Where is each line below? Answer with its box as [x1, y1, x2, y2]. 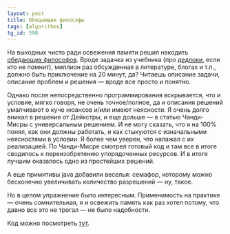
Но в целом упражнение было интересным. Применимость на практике [7, 191, 220, 199]
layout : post [7, 10, 45, 17]
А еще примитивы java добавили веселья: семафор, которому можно [7, 170, 213, 179]
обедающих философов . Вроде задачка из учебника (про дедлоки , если [7, 56, 220, 64]
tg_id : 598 [7, 29, 39, 37]
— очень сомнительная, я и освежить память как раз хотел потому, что [7, 198, 220, 207]
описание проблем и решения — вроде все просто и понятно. [7, 77, 191, 86]
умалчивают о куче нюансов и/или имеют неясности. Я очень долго [7, 106, 210, 114]
